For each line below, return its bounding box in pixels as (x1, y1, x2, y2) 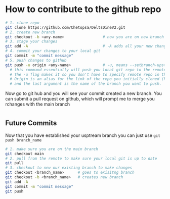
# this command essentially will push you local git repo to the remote (10, 67, 166, 72)
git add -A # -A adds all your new (5, 44, 153, 49)
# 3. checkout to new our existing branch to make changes (5, 165, 133, 170)
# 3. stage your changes (5, 39, 58, 44)
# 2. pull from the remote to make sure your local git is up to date (5, 156, 157, 161)
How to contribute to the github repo (5, 4, 161, 15)
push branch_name (5, 137, 42, 142)
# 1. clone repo (5, 20, 39, 25)
